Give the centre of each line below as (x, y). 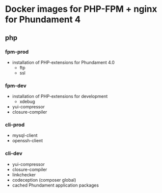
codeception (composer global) (44, 180)
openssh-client (27, 141)
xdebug (27, 101)
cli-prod (15, 125)
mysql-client (25, 135)
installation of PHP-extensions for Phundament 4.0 (63, 62)
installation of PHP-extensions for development (60, 96)
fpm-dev (16, 86)
